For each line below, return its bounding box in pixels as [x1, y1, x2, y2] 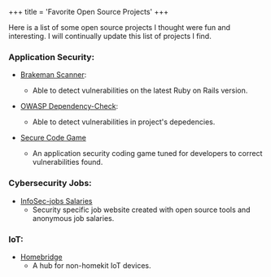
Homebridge [20, 252, 63, 262]
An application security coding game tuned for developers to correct [32, 149, 263, 158]
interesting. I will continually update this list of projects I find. [8, 32, 212, 41]
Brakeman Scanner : [20, 70, 87, 80]
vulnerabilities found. [32, 158, 103, 167]
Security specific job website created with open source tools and [32, 205, 251, 214]
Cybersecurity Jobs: [8, 178, 92, 189]
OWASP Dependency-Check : [20, 102, 119, 111]
